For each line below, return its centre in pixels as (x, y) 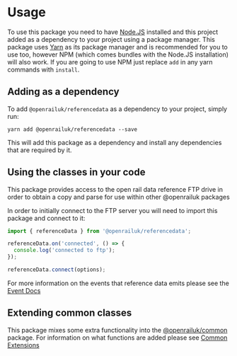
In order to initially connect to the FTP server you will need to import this (112, 210)
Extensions (24, 345)
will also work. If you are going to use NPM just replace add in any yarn (110, 62)
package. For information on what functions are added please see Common (117, 338)
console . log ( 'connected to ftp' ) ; (64, 251)
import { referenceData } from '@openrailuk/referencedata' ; (99, 231)
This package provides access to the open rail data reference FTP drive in (115, 189)
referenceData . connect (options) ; (57, 270)
